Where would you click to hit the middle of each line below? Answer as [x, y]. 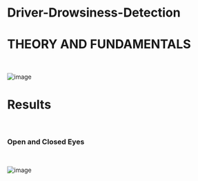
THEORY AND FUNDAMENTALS [99, 45]
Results [29, 105]
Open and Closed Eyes [46, 142]
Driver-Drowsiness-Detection [94, 13]
